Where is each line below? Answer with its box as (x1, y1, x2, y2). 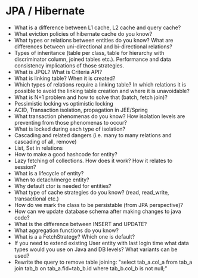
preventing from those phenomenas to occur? (14, 119, 128, 126)
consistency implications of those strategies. (14, 61, 125, 69)
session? (14, 163, 36, 171)
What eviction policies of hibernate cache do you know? (14, 30, 153, 37)
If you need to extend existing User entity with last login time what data (14, 239, 189, 246)
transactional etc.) (14, 195, 59, 202)
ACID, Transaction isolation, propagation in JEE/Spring (14, 106, 148, 113)
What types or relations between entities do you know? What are (14, 36, 174, 44)
